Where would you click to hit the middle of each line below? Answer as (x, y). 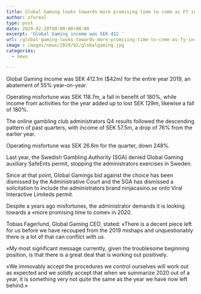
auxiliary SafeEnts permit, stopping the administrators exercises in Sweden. (99, 163)
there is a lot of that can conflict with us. (56, 236)
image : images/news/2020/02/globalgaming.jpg (65, 46)
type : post (20, 23)
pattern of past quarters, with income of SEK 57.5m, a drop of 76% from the (99, 127)
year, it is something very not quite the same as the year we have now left (97, 279)
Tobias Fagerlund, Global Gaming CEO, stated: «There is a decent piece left (99, 224)
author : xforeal (26, 17)
